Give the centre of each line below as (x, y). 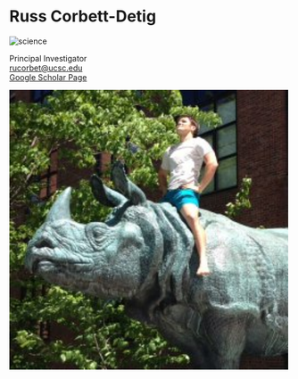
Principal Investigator (48, 58)
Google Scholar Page (48, 77)
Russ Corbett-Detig (83, 16)
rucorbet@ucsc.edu (46, 68)
